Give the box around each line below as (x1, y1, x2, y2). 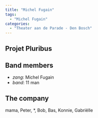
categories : (5, 21, 30, 26)
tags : (5, 12, 16, 17)
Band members (5, 61, 54, 70)
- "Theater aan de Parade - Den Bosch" (9, 26, 93, 31)
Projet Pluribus (5, 44, 52, 53)
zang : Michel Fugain (12, 74, 54, 80)
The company (5, 94, 49, 103)
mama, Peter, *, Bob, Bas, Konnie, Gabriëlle (5, 108, 93, 114)
